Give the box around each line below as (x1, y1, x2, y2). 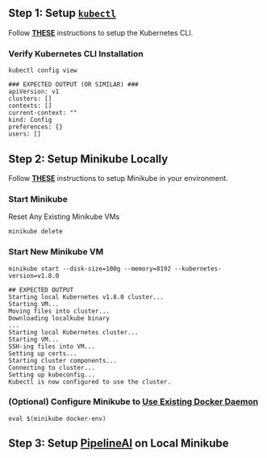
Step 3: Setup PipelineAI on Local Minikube (8, 436, 229, 451)
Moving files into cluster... (8, 307, 111, 315)
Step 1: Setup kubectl (8, 6, 117, 20)
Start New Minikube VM (8, 246, 104, 258)
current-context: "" (8, 109, 78, 117)
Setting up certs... (8, 349, 78, 358)
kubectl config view (8, 66, 78, 75)
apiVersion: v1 (8, 88, 60, 96)
